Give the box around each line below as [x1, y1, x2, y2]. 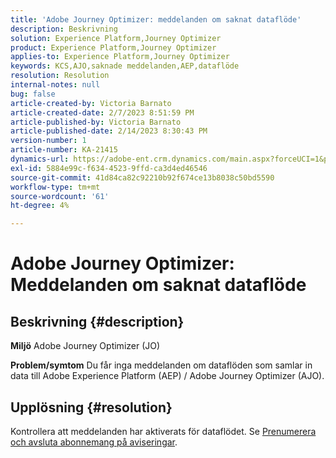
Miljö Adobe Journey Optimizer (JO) [10, 340, 161, 352]
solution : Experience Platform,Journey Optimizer [10, 33, 222, 43]
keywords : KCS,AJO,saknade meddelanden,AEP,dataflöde [10, 61, 240, 71]
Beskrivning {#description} [10, 313, 185, 330]
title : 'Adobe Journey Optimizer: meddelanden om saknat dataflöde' [10, 14, 302, 25]
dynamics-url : [10, 154, 70, 164]
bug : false [10, 89, 56, 99]
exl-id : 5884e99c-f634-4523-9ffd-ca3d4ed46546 [10, 163, 208, 173]
